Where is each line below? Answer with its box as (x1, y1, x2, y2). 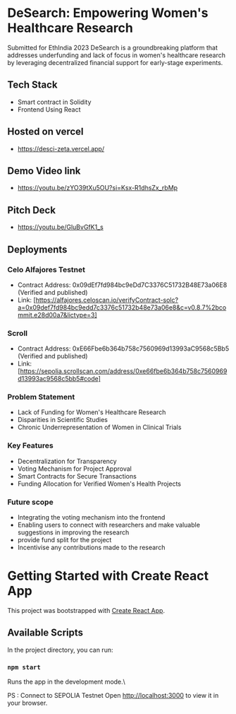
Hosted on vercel (7, 126, 84, 138)
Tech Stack (7, 79, 58, 91)
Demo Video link (7, 165, 81, 177)
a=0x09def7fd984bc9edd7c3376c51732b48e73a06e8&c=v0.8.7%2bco (17, 303, 227, 312)
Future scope (7, 497, 54, 507)
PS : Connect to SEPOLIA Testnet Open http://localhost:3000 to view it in (7, 691, 219, 700)
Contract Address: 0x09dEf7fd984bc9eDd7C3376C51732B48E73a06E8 (17, 281, 228, 289)
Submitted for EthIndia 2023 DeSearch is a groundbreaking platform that (7, 43, 218, 52)
